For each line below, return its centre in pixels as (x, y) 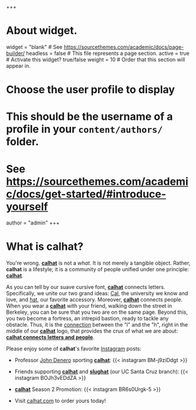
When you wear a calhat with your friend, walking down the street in (89, 306)
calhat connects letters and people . (50, 337)
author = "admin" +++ (33, 223)
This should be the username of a (89, 117)
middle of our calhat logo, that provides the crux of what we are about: (92, 331)
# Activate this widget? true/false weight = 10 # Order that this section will (96, 59)
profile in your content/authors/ (84, 129)
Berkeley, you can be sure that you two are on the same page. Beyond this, (97, 312)
